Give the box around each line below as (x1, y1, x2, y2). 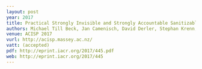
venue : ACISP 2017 (6, 31, 52, 37)
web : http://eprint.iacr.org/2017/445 (6, 53, 103, 59)
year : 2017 (6, 14, 34, 20)
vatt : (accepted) (6, 43, 50, 49)
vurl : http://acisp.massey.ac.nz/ (6, 37, 93, 43)
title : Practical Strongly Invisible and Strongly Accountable (6, 20, 168, 26)
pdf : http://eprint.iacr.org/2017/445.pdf (6, 48, 114, 54)
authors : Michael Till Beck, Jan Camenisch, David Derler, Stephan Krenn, (6, 25, 198, 32)
